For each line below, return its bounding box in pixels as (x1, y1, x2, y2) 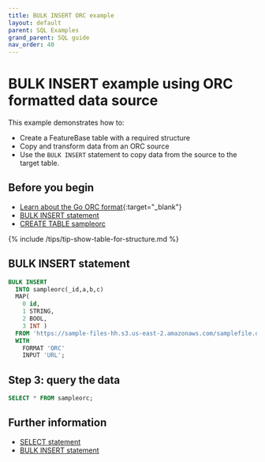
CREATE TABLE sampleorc (19, 219, 106, 228)
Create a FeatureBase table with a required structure (19, 133, 191, 143)
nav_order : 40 (8, 41, 55, 49)
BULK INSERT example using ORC (8, 75, 233, 93)
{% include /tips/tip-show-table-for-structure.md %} (8, 234, 179, 243)
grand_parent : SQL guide (8, 33, 90, 42)
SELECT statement (19, 437, 81, 446)
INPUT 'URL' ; (22, 351, 65, 359)
